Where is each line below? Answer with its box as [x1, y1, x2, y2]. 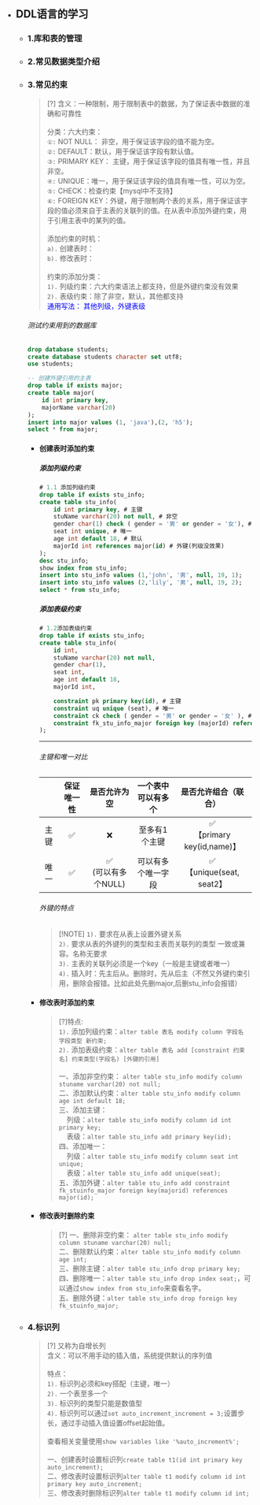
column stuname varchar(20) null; [58, 1239, 172, 1247]
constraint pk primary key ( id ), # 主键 [53, 697, 182, 705]
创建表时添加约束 [38, 444, 95, 453]
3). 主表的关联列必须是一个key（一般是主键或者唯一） [58, 958, 234, 968]
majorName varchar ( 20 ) [42, 403, 116, 411]
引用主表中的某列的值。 [53, 215, 130, 225]
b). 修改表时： [46, 253, 94, 262]
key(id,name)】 [184, 842, 241, 853]
